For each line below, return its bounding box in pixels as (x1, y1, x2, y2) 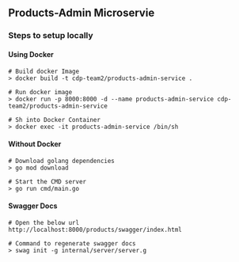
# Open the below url (8, 218, 80, 226)
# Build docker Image (8, 67, 80, 75)
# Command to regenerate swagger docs (8, 239, 136, 248)
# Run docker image (8, 88, 73, 96)
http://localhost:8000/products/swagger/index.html (8, 226, 182, 234)
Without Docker (8, 139, 62, 149)
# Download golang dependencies (8, 157, 115, 165)
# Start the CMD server (8, 177, 87, 185)
